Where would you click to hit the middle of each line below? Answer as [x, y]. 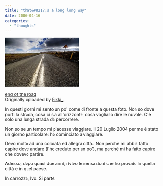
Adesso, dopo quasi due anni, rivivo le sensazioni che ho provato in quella [80, 163]
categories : [17, 21]
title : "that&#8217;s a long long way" [46, 10]
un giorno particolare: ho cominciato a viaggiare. [54, 134]
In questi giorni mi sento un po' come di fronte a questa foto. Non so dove [80, 109]
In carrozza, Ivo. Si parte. [30, 178]
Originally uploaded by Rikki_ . [35, 100]
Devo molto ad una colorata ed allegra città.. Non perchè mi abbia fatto [77, 144]
